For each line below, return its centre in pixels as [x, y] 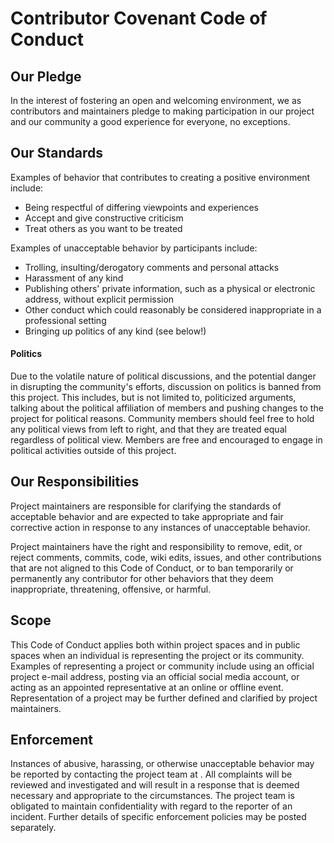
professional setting [65, 320]
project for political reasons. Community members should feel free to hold [162, 419]
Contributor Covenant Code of [139, 18]
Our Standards [57, 153]
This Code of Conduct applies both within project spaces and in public [155, 644]
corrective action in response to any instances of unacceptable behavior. [160, 527]
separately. [33, 828]
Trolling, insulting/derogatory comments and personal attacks [152, 267]
